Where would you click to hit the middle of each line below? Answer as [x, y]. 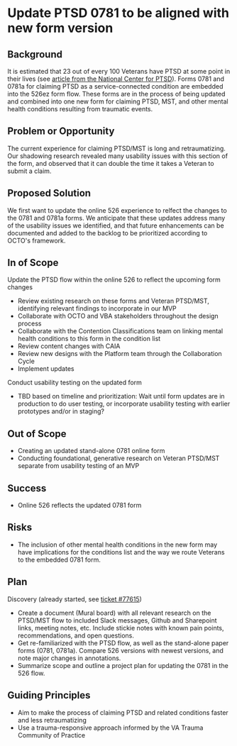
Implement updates [46, 369]
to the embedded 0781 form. [59, 559]
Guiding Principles [49, 695]
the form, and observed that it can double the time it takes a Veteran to [111, 163]
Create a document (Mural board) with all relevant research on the [114, 613]
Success [27, 488]
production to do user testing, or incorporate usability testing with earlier [124, 404]
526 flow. [31, 673]
